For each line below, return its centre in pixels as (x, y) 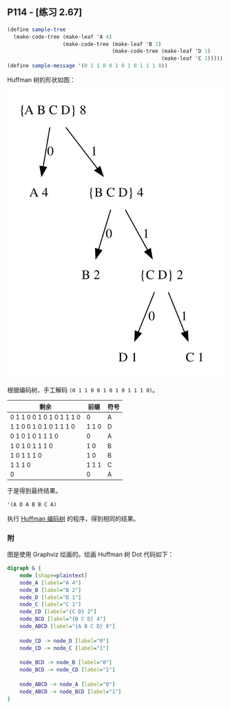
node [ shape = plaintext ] (54, 575)
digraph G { (24, 569)
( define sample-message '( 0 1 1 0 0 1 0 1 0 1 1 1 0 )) (87, 66)
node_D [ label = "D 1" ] (50, 597)
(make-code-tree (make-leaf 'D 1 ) (161, 51)
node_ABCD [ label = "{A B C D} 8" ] (67, 626)
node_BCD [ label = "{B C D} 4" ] (63, 619)
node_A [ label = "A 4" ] (50, 583)
